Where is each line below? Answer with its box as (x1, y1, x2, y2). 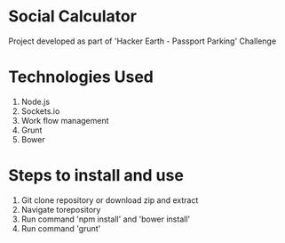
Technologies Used (8, 67, 154, 87)
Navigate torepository (20, 204, 101, 215)
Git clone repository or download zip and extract (20, 194, 199, 206)
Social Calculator (8, 6, 137, 27)
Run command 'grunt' (20, 223, 101, 233)
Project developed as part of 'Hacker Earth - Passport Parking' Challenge (8, 36, 277, 46)
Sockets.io (20, 105, 60, 117)
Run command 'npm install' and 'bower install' (20, 214, 191, 224)
